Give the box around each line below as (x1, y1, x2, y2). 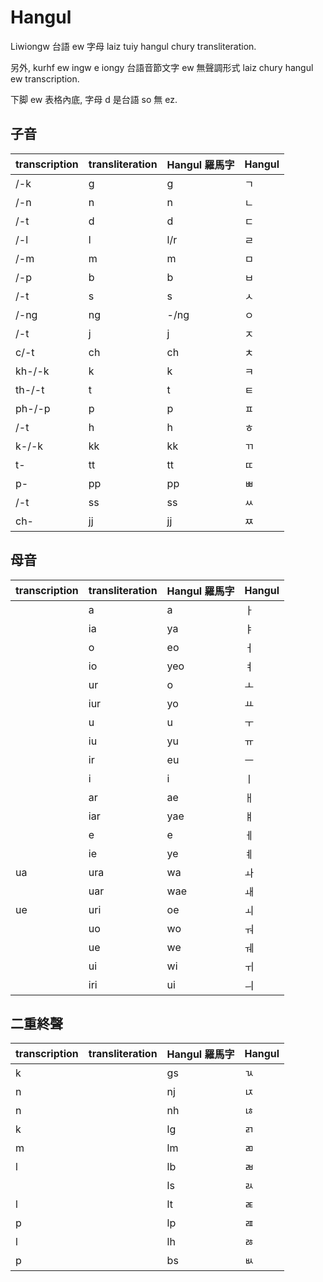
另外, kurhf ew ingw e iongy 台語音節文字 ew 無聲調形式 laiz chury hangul (10, 61, 314, 73)
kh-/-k (15, 364, 50, 378)
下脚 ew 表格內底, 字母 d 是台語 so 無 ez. (10, 93, 178, 105)
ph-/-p (15, 401, 51, 415)
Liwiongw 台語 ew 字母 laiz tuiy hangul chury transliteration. (10, 40, 257, 52)
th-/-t (15, 382, 45, 396)
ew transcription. (10, 72, 80, 85)
